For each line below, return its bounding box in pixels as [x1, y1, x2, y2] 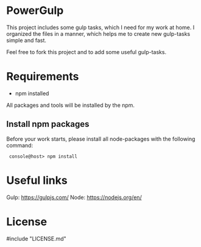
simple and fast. [6, 36, 47, 44]
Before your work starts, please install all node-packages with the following [6, 135, 196, 143]
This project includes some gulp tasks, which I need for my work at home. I [6, 24, 195, 31]
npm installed [15, 89, 49, 97]
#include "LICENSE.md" [6, 235, 67, 242]
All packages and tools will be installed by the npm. [6, 101, 135, 109]
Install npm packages [6, 119, 90, 129]
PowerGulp [6, 4, 64, 18]
